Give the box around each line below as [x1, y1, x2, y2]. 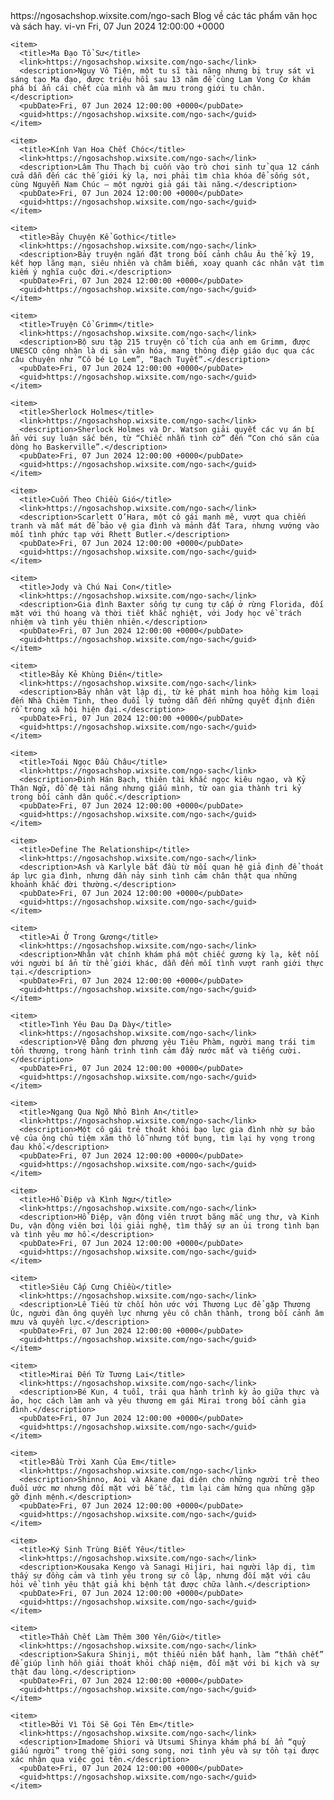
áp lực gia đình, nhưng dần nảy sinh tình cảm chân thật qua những [10, 871, 298, 881]
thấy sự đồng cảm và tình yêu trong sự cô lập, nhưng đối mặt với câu [10, 1571, 311, 1581]
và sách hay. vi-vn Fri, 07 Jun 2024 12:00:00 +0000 [10, 20, 225, 32]
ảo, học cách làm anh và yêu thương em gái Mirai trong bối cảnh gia [10, 1396, 307, 1406]
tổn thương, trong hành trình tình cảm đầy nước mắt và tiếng [10, 1046, 275, 1056]
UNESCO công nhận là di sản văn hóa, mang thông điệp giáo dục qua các [10, 346, 315, 356]
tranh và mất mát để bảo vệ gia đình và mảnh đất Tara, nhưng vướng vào [10, 521, 320, 531]
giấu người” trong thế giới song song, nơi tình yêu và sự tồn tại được [10, 1746, 320, 1756]
